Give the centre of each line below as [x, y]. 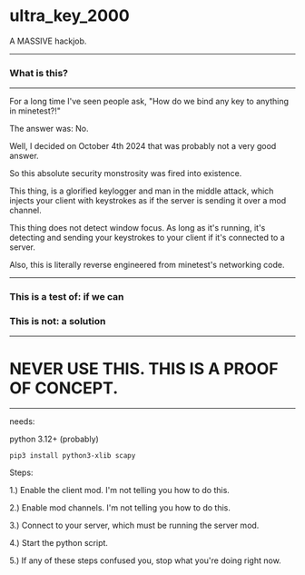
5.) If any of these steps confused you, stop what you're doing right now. [145, 560]
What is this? [39, 73]
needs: [22, 421]
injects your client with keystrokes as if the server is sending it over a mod [148, 201]
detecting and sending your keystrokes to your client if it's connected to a [148, 238]
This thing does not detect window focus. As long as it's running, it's [138, 228]
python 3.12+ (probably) [54, 439]
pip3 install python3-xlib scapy [73, 456]
